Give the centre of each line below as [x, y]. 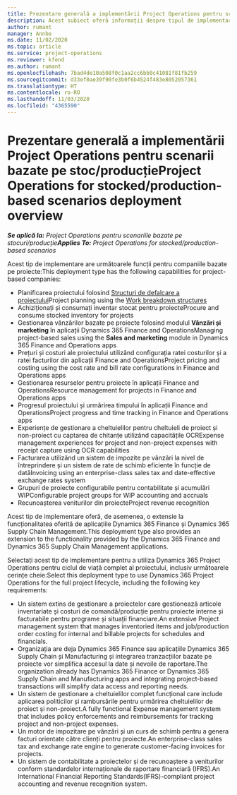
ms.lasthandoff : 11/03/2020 [49, 100]
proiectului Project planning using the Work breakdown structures [112, 300]
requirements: [28, 590]
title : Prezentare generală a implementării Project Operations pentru [115, 14]
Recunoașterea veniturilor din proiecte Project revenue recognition [113, 503]
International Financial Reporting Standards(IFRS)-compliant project [116, 776]
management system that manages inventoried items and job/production [123, 626]
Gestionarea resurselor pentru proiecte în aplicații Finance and [108, 383]
